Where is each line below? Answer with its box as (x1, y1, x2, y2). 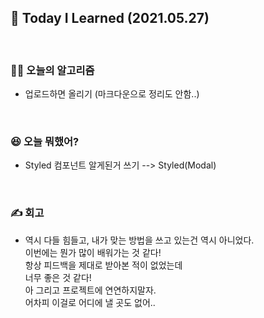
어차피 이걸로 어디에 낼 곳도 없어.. (24, 296, 156, 308)
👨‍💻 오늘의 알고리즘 (10, 63, 95, 77)
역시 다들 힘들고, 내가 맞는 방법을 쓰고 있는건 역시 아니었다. (24, 234, 255, 246)
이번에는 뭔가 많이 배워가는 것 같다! (24, 246, 162, 258)
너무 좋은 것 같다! (24, 271, 92, 283)
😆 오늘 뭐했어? (10, 135, 80, 149)
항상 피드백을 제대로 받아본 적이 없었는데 (24, 259, 183, 271)
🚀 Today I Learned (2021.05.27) (10, 10, 210, 27)
